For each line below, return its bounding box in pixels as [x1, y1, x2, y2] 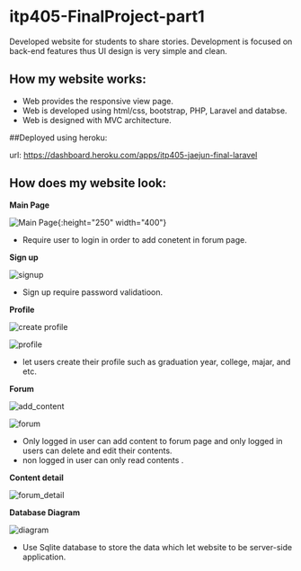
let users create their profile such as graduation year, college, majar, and [22, 356, 291, 367]
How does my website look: [9, 175, 167, 191]
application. [22, 551, 66, 562]
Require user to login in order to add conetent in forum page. [22, 234, 247, 245]
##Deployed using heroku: [9, 132, 108, 143]
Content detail [9, 472, 65, 483]
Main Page [9, 200, 50, 210]
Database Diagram [9, 506, 81, 518]
